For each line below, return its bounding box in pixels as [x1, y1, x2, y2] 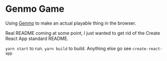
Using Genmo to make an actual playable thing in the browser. [5, 20, 136, 26]
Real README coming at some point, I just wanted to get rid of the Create [5, 30, 160, 36]
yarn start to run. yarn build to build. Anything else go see [5, 45, 132, 51]
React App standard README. [5, 35, 69, 42]
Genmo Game [5, 3, 65, 15]
